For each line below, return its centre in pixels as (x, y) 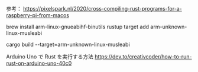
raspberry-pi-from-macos (38, 15)
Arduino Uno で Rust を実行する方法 (50, 57)
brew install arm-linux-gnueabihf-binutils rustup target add (78, 27)
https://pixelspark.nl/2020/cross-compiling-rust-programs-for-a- (102, 9)
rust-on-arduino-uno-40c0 (39, 63)
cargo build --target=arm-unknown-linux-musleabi (68, 44)
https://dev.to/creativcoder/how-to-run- (143, 57)
